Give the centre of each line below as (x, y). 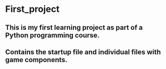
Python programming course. (52, 35)
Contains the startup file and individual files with (83, 52)
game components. (36, 60)
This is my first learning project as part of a (74, 28)
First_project (32, 9)
